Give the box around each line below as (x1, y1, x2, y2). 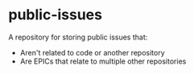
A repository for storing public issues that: (8, 32, 148, 42)
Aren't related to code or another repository (19, 47, 165, 57)
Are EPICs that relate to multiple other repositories (19, 56, 187, 66)
